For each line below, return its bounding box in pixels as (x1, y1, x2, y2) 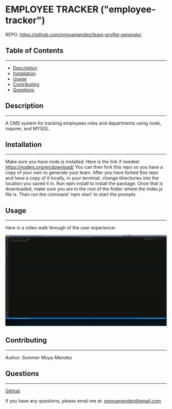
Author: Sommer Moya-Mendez (5, 354, 72, 360)
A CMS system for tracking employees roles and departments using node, (5, 120, 161, 126)
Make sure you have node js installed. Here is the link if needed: (5, 159, 140, 165)
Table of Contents (5, 46, 64, 55)
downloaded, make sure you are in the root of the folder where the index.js (5, 186, 163, 192)
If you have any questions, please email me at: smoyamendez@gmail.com (5, 398, 161, 404)
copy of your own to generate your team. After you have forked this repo (5, 169, 159, 176)
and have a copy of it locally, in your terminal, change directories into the (5, 175, 159, 181)
